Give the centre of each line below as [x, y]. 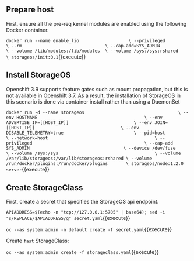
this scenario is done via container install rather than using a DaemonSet [93, 101]
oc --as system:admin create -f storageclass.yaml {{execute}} [82, 252]
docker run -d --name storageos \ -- [98, 112]
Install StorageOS [38, 75]
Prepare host [30, 10]
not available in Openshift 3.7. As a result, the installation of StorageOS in [94, 95]
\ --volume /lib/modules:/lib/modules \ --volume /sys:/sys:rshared [92, 51]
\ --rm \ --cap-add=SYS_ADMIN [83, 46]
